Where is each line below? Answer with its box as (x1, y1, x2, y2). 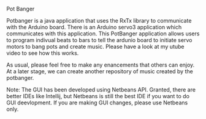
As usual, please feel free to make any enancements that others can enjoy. (6, 61, 195, 68)
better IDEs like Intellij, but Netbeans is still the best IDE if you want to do (6, 93, 190, 99)
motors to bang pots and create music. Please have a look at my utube (6, 43, 185, 50)
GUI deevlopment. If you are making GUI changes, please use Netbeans (6, 99, 188, 106)
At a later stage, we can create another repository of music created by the (6, 68, 193, 75)
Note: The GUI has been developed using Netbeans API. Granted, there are (6, 86, 196, 93)
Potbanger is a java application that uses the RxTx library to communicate (6, 17, 192, 24)
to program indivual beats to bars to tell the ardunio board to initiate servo (6, 37, 193, 43)
